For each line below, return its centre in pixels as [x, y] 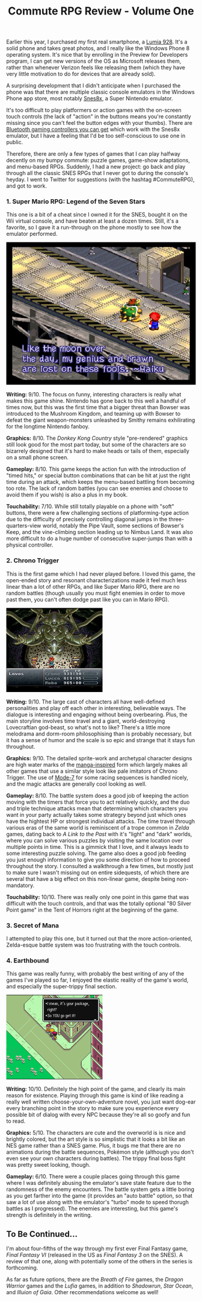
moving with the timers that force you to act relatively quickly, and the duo [98, 802]
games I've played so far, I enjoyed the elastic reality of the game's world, [97, 980]
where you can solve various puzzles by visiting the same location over [95, 840]
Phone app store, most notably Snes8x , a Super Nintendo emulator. [90, 98]
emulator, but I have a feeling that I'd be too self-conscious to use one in [96, 136]
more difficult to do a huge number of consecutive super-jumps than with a [99, 539]
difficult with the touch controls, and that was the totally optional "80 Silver [99, 903]
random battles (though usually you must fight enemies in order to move [96, 593]
